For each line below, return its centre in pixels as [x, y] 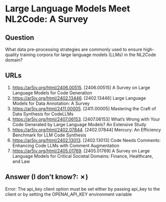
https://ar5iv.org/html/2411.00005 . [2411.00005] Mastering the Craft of [84, 108]
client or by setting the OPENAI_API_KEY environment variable [69, 194]
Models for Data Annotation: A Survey [51, 103]
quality [12, 55]
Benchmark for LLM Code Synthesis [49, 135]
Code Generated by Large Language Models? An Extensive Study [79, 124]
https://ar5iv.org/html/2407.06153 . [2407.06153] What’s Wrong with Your [86, 119]
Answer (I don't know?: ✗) [47, 177]
